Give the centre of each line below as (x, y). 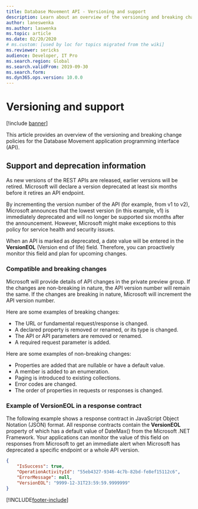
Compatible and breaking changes (57, 269)
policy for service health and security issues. (60, 229)
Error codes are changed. (46, 384)
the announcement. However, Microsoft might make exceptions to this (91, 223)
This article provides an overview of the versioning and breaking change (94, 135)
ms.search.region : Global (38, 61)
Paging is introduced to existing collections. (67, 378)
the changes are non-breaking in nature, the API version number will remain (98, 288)
